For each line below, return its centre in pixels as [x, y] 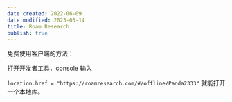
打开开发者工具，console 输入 [50, 68]
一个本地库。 [25, 92]
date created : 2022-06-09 [44, 14]
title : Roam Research [38, 26]
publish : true [28, 33]
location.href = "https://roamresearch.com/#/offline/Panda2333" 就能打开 [116, 83]
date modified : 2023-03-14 [46, 20]
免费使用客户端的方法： [41, 53]
